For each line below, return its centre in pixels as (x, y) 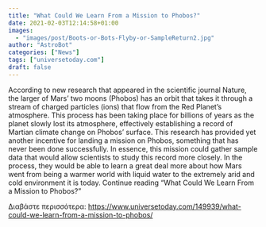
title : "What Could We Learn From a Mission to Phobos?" (104, 15)
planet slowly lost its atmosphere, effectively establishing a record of (121, 123)
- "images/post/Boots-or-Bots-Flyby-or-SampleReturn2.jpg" (115, 38)
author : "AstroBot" (40, 45)
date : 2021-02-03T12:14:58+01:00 (64, 23)
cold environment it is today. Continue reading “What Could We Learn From (131, 183)
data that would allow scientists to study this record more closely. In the (125, 157)
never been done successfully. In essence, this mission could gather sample (133, 148)
